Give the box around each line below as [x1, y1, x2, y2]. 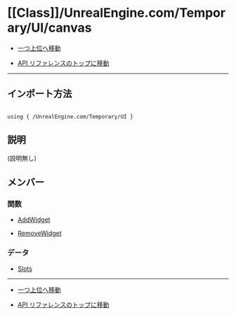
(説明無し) [7, 154, 37, 162]
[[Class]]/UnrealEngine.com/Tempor [7, 5, 226, 21]
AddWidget [17, 215, 51, 224]
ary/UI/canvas [7, 20, 92, 36]
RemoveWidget [17, 229, 62, 238]
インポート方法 [7, 88, 72, 100]
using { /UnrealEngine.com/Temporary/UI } [7, 113, 133, 120]
